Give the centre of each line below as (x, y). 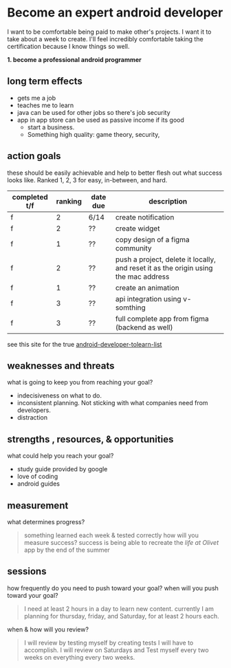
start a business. (51, 127)
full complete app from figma (162, 319)
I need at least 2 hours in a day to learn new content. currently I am (119, 608)
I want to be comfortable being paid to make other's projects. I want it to (109, 32)
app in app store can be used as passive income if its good (100, 120)
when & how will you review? (48, 629)
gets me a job (36, 98)
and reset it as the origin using (164, 268)
